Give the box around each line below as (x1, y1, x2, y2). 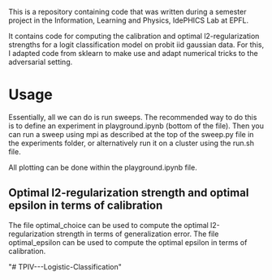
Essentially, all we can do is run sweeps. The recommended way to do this (8, 112, 257, 122)
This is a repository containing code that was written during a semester (8, 7, 247, 16)
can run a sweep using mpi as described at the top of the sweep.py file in (8, 129, 254, 139)
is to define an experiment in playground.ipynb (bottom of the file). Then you (8, 121, 264, 131)
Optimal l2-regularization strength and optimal (8, 186, 249, 200)
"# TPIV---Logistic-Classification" (8, 261, 122, 271)
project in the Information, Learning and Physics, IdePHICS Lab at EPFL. (8, 15, 249, 25)
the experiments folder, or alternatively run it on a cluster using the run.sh (8, 138, 254, 148)
